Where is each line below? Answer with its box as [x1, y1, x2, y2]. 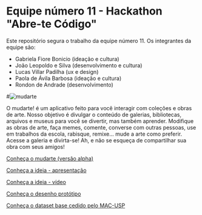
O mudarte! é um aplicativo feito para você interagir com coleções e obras [6, 104, 192, 111]
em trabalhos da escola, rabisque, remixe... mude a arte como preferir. [6, 130, 183, 137]
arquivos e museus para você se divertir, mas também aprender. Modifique [6, 117, 194, 125]
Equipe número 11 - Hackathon [6, 4, 163, 18]
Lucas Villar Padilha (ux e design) [15, 68, 99, 75]
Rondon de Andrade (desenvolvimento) [15, 81, 113, 88]
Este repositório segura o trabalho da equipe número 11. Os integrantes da [6, 37, 192, 44]
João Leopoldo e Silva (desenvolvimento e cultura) [15, 62, 143, 69]
